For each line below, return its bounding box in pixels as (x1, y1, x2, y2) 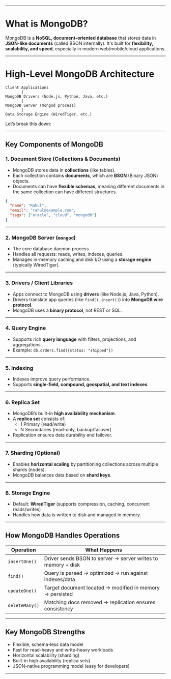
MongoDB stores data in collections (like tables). (12, 167, 116, 173)
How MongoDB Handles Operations (5, 531, 120, 540)
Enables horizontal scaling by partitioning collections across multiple (12, 461, 159, 467)
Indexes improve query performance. (12, 376, 91, 382)
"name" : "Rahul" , (10, 203, 47, 209)
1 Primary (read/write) (20, 421, 66, 427)
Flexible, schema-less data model (12, 641, 83, 647)
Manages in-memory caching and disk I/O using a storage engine (12, 256, 152, 262)
